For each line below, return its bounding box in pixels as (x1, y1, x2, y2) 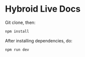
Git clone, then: (5, 19, 35, 25)
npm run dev (5, 47, 29, 52)
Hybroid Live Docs (5, 3, 81, 15)
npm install (5, 29, 29, 34)
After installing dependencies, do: (5, 38, 73, 43)
